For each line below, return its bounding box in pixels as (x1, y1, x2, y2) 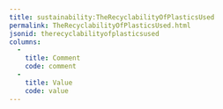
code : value (25, 86, 69, 95)
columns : (9, 37, 41, 47)
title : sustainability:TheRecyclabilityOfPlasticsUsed (9, 12, 215, 22)
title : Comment (25, 54, 81, 62)
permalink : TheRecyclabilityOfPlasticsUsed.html (9, 21, 191, 30)
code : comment (25, 62, 77, 71)
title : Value (25, 78, 73, 87)
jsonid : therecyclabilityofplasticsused (9, 29, 160, 38)
